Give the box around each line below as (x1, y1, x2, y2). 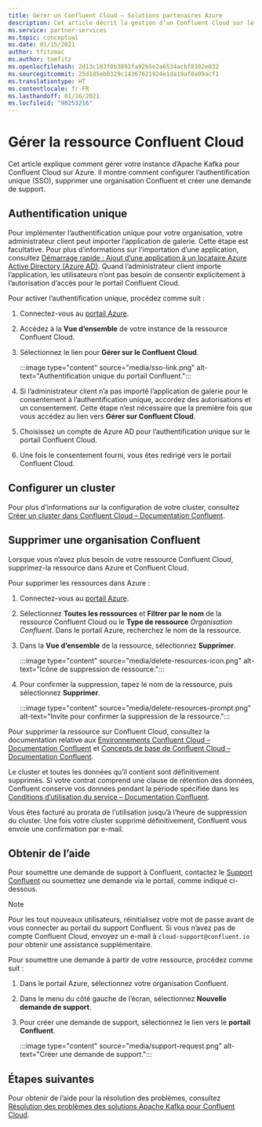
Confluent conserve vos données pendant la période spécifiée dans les (8, 784, 239, 793)
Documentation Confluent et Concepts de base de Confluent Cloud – (8, 743, 231, 752)
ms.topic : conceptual (8, 33, 79, 42)
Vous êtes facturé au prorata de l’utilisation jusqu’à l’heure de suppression (8, 807, 247, 817)
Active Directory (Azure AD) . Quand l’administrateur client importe (8, 261, 222, 271)
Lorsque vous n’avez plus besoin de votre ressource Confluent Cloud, (8, 554, 234, 563)
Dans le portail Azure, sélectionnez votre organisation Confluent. (19, 979, 229, 988)
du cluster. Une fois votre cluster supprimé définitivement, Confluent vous (8, 815, 247, 825)
